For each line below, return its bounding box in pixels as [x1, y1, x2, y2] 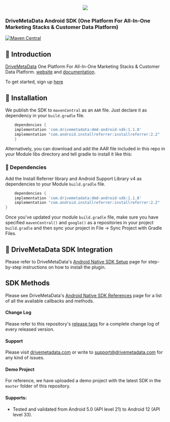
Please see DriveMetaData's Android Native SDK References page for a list [5, 292, 162, 298]
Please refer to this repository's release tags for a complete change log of [5, 321, 160, 327]
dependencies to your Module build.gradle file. [5, 181, 106, 187]
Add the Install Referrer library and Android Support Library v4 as [5, 175, 142, 181]
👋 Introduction [5, 50, 52, 59]
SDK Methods [5, 279, 50, 287]
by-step [5, 264, 22, 270]
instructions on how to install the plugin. [22, 264, 106, 270]
